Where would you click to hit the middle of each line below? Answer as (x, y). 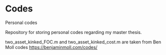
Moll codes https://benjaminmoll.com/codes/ (51, 47)
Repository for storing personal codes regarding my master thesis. (73, 32)
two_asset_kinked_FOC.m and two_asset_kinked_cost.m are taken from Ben (83, 42)
